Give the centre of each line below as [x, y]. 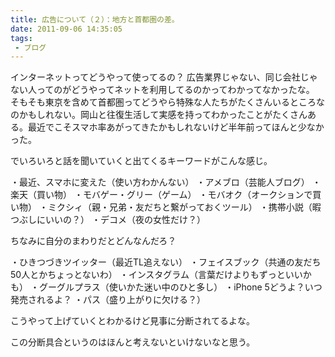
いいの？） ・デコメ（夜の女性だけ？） [125, 220]
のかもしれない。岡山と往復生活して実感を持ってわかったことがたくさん [159, 115]
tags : [21, 38]
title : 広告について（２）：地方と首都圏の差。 [95, 19]
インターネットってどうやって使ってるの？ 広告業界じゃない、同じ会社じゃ [164, 77]
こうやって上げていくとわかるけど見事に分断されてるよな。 [132, 321]
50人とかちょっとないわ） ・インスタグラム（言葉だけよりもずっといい [156, 275]
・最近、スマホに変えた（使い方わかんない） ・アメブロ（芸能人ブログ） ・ [166, 182]
